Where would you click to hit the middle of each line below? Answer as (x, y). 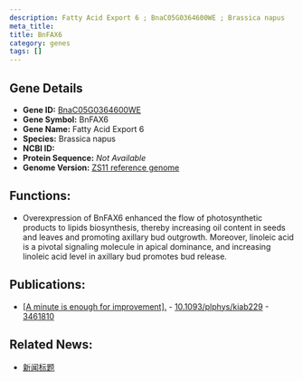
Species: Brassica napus (69, 138)
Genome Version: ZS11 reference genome (101, 167)
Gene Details (46, 88)
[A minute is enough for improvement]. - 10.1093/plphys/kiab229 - (146, 306)
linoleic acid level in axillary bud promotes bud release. (125, 256)
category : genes (40, 43)
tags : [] (26, 52)
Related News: (51, 344)
